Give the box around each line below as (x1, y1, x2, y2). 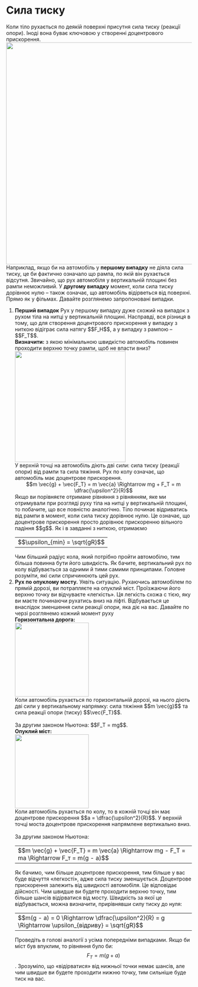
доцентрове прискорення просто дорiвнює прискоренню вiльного (14, 518, 183, 525)
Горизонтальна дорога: (14, 616, 75, 623)
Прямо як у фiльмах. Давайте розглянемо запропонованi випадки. (6, 295, 175, 302)
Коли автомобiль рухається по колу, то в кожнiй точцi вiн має (14, 808, 171, 815)
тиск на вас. (14, 975, 46, 982)
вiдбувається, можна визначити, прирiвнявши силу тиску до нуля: (14, 900, 183, 907)
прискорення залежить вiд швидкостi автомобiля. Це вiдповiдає (14, 881, 177, 888)
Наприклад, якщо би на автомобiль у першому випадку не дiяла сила (6, 264, 184, 271)
